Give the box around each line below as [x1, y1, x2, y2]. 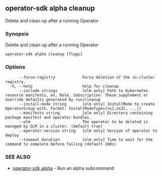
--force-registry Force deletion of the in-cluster [18, 75, 155, 80]
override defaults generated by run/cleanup [5, 97, 101, 102]
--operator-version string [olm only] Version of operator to [18, 128, 157, 134]
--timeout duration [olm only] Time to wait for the [18, 137, 153, 142]
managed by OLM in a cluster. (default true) [5, 124, 103, 129]
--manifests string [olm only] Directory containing [18, 110, 153, 116]
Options [5, 64, 25, 71]
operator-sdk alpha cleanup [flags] [5, 52, 83, 57]
